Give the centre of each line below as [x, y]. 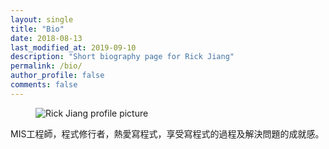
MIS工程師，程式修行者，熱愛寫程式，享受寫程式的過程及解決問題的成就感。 [167, 133]
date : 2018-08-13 [46, 38]
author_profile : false [57, 76]
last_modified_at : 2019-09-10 [73, 47]
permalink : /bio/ [46, 66]
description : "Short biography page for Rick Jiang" [122, 57]
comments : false [44, 85]
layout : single [42, 19]
